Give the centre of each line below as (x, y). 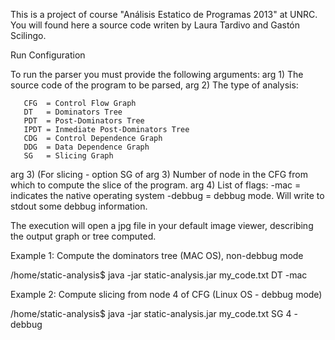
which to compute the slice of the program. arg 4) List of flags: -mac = (156, 185)
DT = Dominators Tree (73, 112)
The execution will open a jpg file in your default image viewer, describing (162, 225)
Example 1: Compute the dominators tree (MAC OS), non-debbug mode (157, 255)
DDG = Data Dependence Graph (86, 147)
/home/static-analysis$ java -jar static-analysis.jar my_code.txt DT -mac (159, 275)
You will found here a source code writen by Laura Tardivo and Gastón (155, 25)
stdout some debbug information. (79, 206)
